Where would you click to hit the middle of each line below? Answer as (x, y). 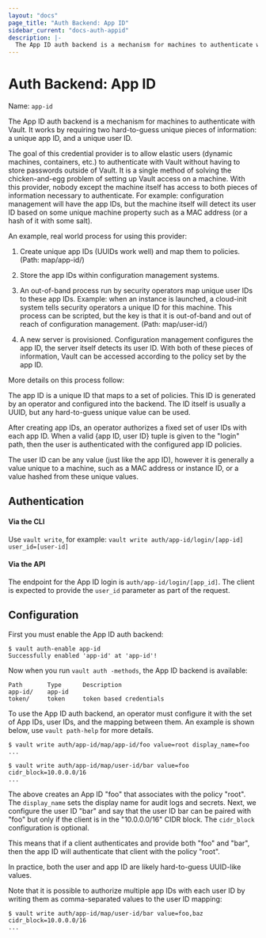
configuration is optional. (49, 827)
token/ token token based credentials (86, 699)
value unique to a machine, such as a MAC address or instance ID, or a (123, 469)
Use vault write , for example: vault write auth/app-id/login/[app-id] (126, 539)
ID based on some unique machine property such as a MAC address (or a (128, 213)
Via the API (27, 564)
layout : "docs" (33, 15)
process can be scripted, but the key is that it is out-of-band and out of (135, 316)
